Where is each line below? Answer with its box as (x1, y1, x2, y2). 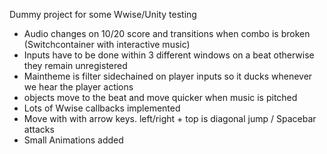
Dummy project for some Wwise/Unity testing (9, 9, 197, 20)
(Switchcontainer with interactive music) (23, 39, 191, 50)
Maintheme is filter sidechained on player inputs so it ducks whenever (23, 70, 313, 82)
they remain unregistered (23, 60, 128, 71)
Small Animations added (23, 134, 124, 146)
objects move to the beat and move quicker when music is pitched (23, 92, 298, 103)
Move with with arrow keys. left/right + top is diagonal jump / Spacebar (23, 113, 317, 124)
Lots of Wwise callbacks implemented (23, 102, 181, 114)
